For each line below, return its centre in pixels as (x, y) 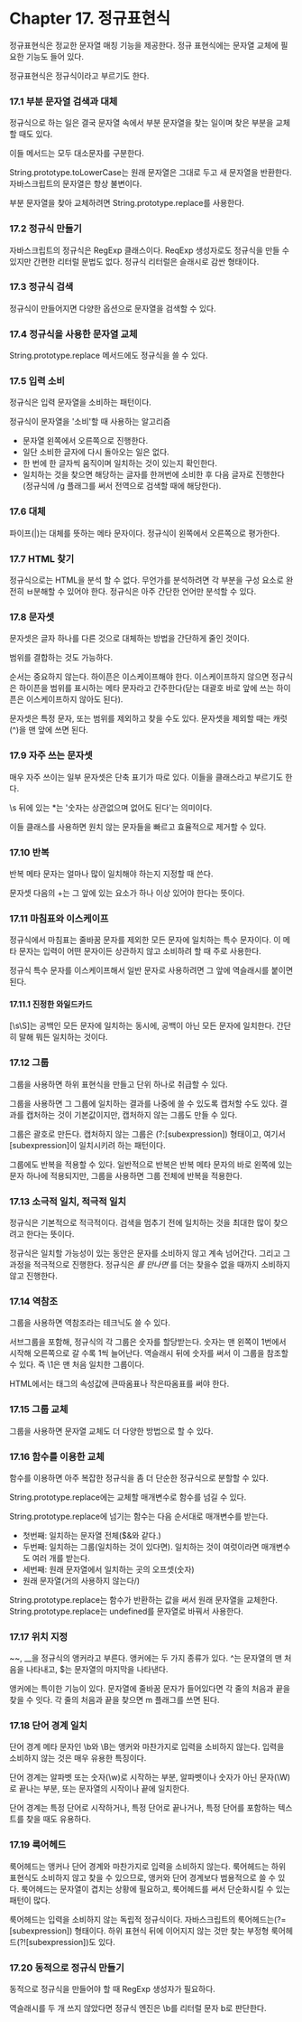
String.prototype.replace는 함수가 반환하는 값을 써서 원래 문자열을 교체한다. (143, 1599)
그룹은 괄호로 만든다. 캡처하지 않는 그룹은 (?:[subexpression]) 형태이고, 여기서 (147, 1134)
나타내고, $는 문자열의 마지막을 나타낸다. (97, 1670)
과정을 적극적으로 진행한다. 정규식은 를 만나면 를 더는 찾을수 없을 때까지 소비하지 (150, 1264)
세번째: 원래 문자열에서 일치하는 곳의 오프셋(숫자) (109, 1569)
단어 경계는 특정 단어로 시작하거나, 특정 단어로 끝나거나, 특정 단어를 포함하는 (143, 1808)
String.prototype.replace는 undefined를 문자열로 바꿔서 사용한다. (126, 1611)
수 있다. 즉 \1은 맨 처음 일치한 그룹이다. (77, 1364)
